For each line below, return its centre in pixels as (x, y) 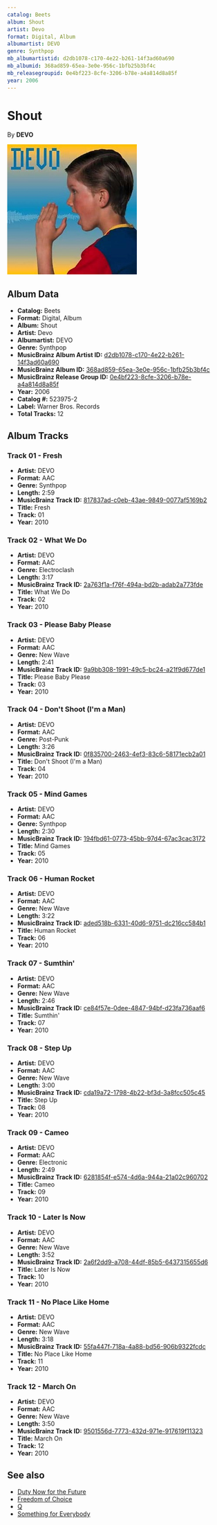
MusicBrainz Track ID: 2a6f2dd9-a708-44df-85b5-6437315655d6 (113, 1261)
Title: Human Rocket (47, 931)
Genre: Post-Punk (43, 739)
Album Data (33, 294)
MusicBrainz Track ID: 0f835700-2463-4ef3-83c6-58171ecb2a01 (111, 754)
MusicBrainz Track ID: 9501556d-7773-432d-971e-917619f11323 (110, 1431)
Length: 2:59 (36, 492)
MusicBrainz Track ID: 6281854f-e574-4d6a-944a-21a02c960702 (113, 1177)
